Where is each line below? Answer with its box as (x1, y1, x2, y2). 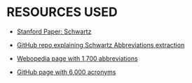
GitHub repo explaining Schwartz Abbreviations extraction (16, 40, 185, 49)
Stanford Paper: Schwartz (16, 27, 92, 36)
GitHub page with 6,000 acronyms (16, 68, 116, 76)
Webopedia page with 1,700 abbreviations (16, 54, 138, 63)
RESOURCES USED (6, 4, 118, 20)
